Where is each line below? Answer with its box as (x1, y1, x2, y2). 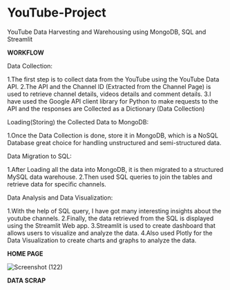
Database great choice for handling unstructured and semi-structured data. (7, 138, 222, 146)
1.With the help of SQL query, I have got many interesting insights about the (7, 206, 222, 215)
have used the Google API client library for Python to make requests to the (7, 97, 219, 105)
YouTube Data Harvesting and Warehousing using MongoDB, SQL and (7, 28, 207, 36)
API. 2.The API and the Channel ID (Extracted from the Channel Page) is (7, 82, 211, 90)
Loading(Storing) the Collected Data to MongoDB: (7, 117, 149, 126)
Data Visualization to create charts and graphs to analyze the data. (7, 236, 197, 244)
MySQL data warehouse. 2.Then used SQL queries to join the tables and (7, 173, 213, 181)
